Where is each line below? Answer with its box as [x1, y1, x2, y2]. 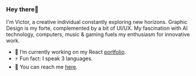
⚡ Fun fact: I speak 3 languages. [14, 55, 93, 62]
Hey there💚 [6, 5, 39, 13]
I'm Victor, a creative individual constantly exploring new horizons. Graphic [6, 19, 188, 26]
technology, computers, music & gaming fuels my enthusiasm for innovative [6, 31, 190, 38]
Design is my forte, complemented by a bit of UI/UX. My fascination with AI [6, 25, 188, 32]
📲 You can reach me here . [14, 64, 78, 71]
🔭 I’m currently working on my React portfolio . [14, 49, 127, 56]
